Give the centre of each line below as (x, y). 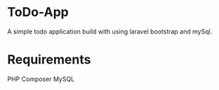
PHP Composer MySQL (41, 79)
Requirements (49, 60)
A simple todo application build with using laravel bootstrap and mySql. (110, 31)
